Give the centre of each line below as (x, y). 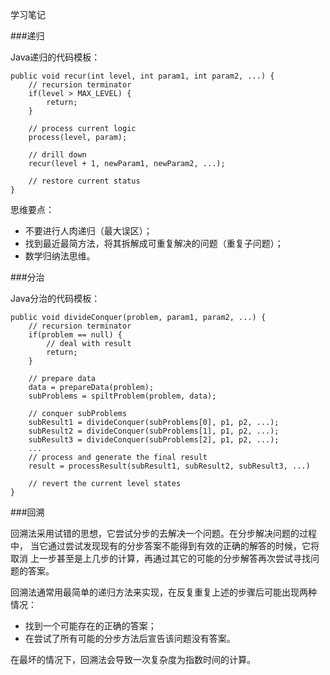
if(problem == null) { (75, 335)
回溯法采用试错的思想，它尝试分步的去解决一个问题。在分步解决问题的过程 (163, 533)
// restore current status (84, 181)
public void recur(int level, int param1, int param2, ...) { (142, 76)
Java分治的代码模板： (55, 298)
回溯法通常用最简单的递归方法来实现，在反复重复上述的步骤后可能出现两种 (163, 592)
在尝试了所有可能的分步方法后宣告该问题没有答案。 (130, 638)
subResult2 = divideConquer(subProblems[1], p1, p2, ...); (154, 431)
